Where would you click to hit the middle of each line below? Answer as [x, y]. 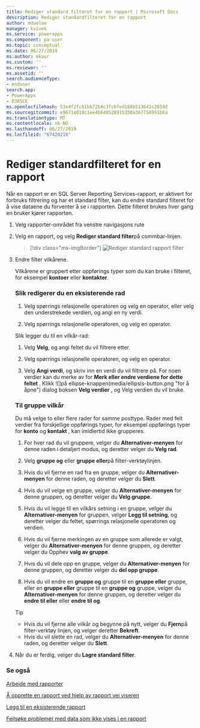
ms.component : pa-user [35, 40]
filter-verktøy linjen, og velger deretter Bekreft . [82, 631]
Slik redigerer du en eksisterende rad [70, 293]
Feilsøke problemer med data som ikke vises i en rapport [76, 718]
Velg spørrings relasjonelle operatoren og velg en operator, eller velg [109, 306]
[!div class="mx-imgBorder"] [65, 247]
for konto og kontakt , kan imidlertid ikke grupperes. [80, 431]
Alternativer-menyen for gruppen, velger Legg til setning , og [100, 515]
